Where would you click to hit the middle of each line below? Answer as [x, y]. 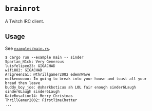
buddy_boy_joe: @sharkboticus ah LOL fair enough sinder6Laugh [71, 87]
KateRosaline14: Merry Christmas [39, 96]
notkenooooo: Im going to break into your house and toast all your [76, 79]
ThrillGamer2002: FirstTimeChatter [41, 100]
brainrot [23, 9]
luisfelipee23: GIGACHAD [30, 66]
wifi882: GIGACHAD [24, 70]
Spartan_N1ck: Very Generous [35, 62]
